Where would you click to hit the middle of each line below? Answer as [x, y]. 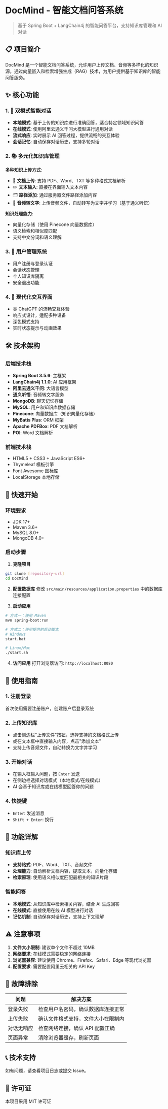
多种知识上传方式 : [24, 170]
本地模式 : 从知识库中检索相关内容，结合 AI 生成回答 [66, 904]
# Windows [16, 634]
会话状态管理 [26, 270]
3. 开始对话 [19, 762]
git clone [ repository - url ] [35, 574]
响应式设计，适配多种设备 [39, 315]
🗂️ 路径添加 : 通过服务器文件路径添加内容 [55, 195]
